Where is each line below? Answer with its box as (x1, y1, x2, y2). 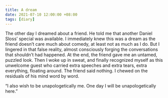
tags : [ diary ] (5, 17, 35, 22)
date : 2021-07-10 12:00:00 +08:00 (5, 12, 78, 17)
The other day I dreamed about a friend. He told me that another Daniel (5, 31, 152, 37)
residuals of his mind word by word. (5, 73, 79, 79)
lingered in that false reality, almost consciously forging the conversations (5, 46, 158, 53)
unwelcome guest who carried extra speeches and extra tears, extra (5, 62, 147, 68)
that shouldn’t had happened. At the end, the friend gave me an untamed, (5, 52, 157, 58)
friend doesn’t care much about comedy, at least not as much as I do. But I (5, 41, 160, 47)
